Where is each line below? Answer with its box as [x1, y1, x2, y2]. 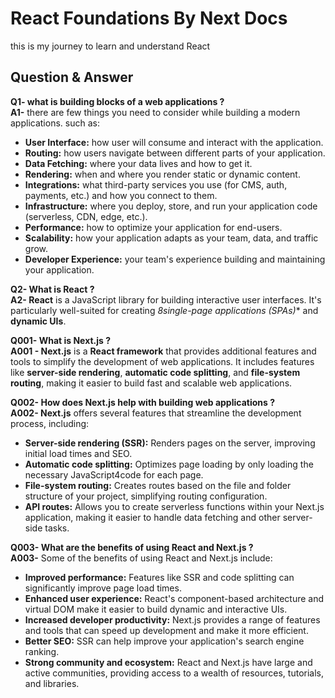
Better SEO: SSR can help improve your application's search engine [24, 635, 305, 647]
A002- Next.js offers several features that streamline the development [10, 407, 302, 419]
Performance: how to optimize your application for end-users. [24, 221, 283, 233]
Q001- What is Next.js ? [10, 334, 112, 346]
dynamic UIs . [10, 315, 67, 327]
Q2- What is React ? [10, 283, 95, 295]
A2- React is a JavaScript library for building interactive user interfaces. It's [10, 293, 322, 306]
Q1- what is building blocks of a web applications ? [10, 95, 225, 107]
